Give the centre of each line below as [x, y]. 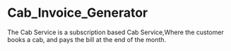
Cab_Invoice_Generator [78, 13]
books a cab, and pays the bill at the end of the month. [87, 39]
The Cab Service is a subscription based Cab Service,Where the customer [115, 32]
